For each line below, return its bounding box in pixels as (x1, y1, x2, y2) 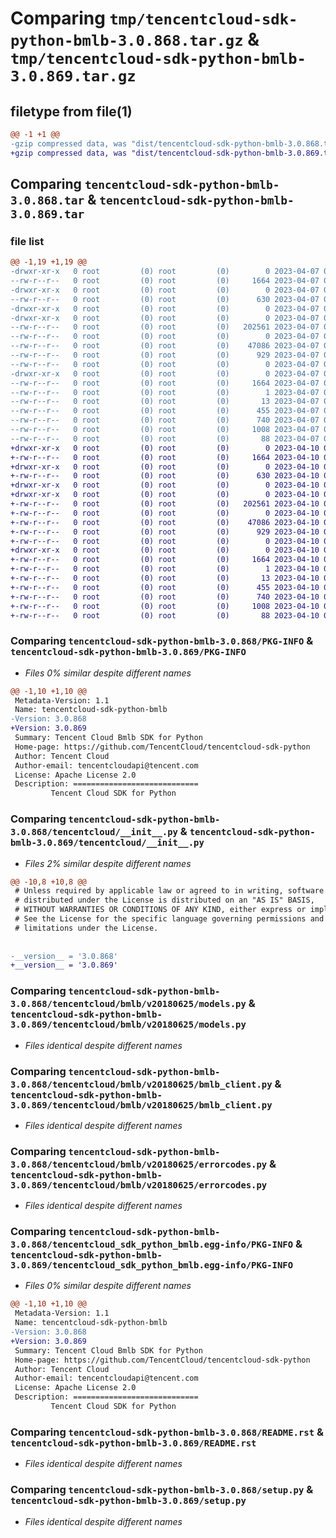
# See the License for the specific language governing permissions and (14, 914, 325, 924)
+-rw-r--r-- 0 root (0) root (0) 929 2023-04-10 (10, 527, 320, 537)
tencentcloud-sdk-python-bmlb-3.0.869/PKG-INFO (10, 647, 247, 658)
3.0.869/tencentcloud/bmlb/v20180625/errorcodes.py (10, 1179, 268, 1191)
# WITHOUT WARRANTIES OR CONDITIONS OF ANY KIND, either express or (14, 905, 307, 915)
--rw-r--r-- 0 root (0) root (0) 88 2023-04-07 (10, 433, 320, 444)
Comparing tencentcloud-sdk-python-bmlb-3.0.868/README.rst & (10, 1425, 324, 1439)
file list (10, 234, 45, 248)
